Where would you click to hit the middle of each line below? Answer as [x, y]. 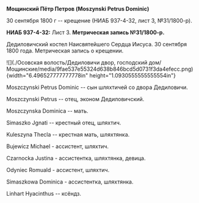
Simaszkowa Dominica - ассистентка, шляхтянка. [70, 182]
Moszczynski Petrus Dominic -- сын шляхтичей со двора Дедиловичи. [97, 87]
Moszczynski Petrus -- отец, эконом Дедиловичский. [75, 99]
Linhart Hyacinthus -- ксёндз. [44, 194]
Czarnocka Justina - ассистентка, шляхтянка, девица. [76, 158]
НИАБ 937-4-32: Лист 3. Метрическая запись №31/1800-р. [85, 32]
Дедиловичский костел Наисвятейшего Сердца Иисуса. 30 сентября [97, 44]
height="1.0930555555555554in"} [132, 75]
